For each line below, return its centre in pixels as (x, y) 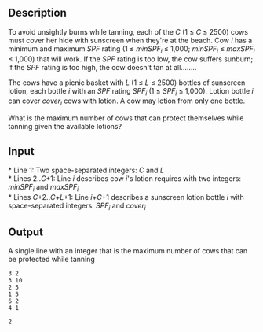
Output (26, 232)
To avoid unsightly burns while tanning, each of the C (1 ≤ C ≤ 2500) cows (128, 31)
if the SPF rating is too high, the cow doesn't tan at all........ (102, 67)
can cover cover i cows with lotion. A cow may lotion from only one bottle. (127, 102)
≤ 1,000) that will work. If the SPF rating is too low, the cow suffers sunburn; (131, 59)
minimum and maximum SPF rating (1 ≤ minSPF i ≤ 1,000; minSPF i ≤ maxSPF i (131, 49)
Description (37, 13)
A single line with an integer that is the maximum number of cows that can (128, 251)
